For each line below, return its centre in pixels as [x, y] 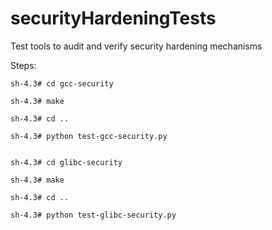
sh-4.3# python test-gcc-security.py [89, 136]
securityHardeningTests [113, 18]
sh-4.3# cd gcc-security [62, 83]
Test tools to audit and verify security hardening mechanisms [136, 46]
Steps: [23, 65]
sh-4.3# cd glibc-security [66, 162]
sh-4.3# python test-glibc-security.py [93, 215]
